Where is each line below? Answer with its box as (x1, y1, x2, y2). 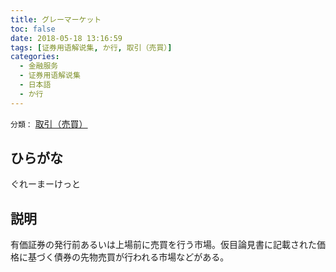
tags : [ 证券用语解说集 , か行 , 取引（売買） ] (10, 42, 173, 53)
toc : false (10, 24, 56, 34)
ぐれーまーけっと (10, 178, 81, 190)
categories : (10, 52, 60, 62)
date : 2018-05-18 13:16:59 (10, 33, 123, 43)
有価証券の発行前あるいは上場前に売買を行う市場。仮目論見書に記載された (10, 239, 317, 251)
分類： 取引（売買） (10, 117, 88, 130)
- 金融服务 (19, 61, 59, 71)
